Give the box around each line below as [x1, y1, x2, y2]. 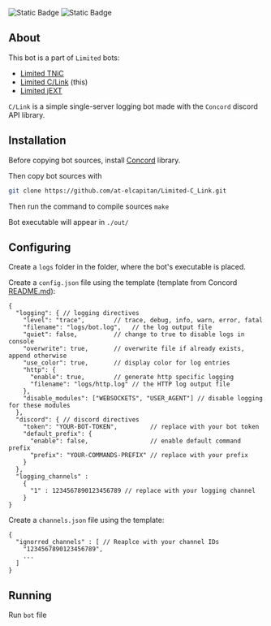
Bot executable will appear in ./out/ [8, 217, 129, 227]
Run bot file [8, 610, 47, 620]
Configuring [8, 240, 71, 254]
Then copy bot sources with [8, 171, 102, 180]
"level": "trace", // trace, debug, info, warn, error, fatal [23, 317, 264, 325]
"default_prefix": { [23, 430, 92, 438]
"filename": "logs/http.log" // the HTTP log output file [29, 380, 230, 389]
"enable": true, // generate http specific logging [29, 373, 234, 382]
